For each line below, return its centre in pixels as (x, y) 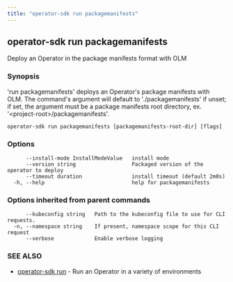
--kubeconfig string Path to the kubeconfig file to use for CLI (126, 215)
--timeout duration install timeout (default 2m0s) (126, 177)
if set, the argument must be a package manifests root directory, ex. (104, 106)
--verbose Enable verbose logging (94, 239)
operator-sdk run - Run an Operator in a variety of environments (109, 271)
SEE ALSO (25, 256)
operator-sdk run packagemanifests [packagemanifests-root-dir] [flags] (115, 126)
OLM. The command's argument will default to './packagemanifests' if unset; (117, 99)
